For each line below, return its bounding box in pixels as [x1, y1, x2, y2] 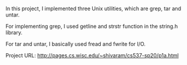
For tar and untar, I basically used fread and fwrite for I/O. [5, 41, 146, 47]
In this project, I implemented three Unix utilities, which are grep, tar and [5, 5, 182, 12]
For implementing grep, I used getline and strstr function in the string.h [5, 23, 178, 30]
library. [5, 29, 23, 36]
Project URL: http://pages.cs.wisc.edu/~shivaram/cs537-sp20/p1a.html [5, 52, 179, 58]
